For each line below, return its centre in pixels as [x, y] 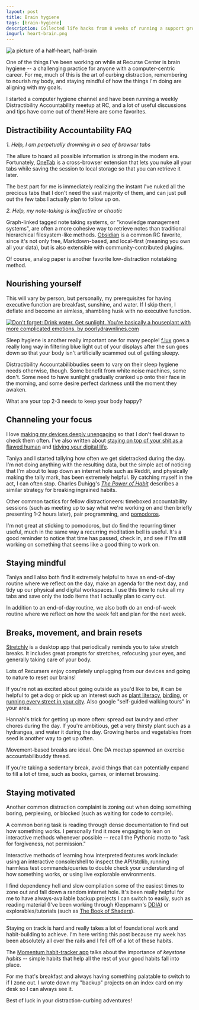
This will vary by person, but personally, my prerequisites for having [89, 298]
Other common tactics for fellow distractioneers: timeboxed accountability [97, 501]
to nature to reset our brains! [41, 677]
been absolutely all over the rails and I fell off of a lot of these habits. [90, 940]
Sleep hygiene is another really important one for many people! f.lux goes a [98, 340]
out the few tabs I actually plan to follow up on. [63, 199]
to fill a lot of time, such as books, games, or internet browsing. [83, 774]
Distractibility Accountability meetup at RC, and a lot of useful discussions [96, 105]
